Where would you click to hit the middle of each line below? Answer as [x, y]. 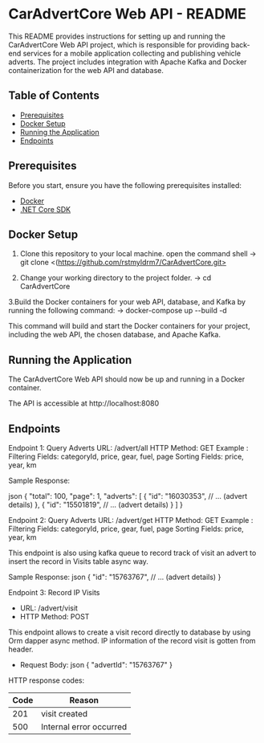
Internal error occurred [84, 727]
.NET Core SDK [45, 209]
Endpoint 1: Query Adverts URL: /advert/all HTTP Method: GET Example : [128, 448]
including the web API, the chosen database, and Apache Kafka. [114, 335]
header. [21, 649]
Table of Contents [54, 96]
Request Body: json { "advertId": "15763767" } [96, 665]
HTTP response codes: [47, 680]
